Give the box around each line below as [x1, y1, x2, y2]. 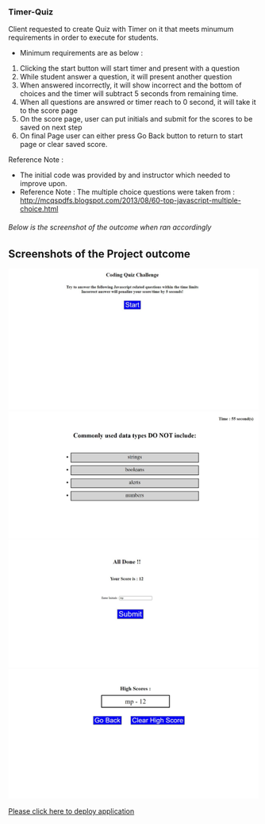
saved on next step [19, 122, 83, 133]
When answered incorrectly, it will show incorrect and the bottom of [19, 80, 242, 90]
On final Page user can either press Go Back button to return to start [19, 131, 244, 141]
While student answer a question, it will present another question [19, 72, 232, 82]
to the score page [19, 106, 78, 115]
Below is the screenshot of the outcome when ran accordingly [8, 222, 212, 232]
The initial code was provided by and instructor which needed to [19, 170, 231, 180]
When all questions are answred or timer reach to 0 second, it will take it [19, 98, 256, 107]
